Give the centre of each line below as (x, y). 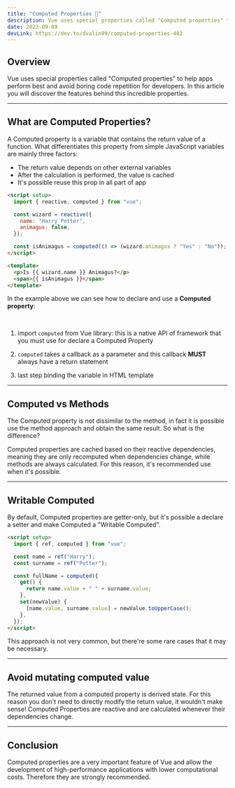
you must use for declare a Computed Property (85, 341)
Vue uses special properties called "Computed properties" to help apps (110, 79)
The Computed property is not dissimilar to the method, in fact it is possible (116, 421)
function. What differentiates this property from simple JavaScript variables (116, 146)
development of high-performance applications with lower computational (113, 769)
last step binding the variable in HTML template (85, 375)
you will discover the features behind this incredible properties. (98, 94)
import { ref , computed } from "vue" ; (70, 544)
